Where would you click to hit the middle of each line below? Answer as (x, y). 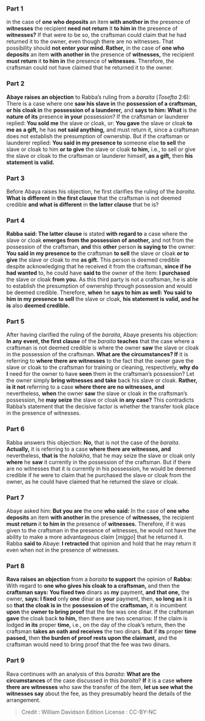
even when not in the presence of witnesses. (63, 550)
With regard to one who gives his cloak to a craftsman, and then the (93, 586)
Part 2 (16, 84)
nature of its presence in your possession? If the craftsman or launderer (98, 116)
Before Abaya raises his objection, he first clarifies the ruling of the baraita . (101, 191)
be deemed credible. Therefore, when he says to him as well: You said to (99, 292)
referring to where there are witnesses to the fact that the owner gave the (100, 361)
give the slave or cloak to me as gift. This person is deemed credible (93, 260)
